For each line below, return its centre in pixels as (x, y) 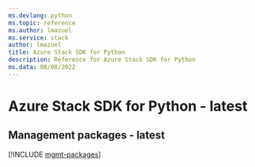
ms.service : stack (38, 38)
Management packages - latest (87, 135)
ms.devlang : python (40, 15)
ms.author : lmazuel (40, 30)
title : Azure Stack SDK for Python (67, 52)
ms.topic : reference (42, 23)
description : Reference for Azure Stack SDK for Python (102, 60)
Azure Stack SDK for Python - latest (128, 106)
